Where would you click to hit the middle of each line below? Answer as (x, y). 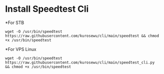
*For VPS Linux (21, 49)
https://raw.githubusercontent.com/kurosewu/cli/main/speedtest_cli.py (80, 62)
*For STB (15, 23)
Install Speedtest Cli (47, 9)
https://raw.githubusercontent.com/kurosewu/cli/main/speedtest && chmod (82, 36)
